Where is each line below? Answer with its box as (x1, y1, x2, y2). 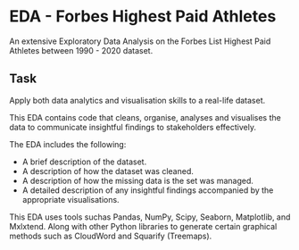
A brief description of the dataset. (21, 156, 147, 167)
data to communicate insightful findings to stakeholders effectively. (9, 121, 257, 132)
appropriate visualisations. (21, 194, 120, 204)
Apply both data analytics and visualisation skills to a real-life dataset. (9, 95, 266, 105)
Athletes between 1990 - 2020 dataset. (9, 45, 154, 55)
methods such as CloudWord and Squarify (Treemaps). (9, 230, 212, 241)
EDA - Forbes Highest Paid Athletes (9, 6, 277, 27)
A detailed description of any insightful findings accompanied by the (21, 185, 274, 196)
